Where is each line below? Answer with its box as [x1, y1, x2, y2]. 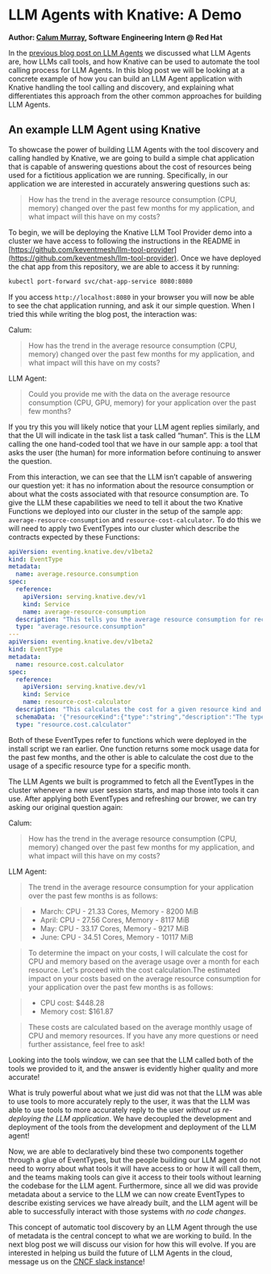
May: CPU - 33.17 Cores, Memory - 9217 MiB [40, 923, 190, 933]
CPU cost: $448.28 [40, 998, 105, 1007]
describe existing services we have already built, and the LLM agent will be [8, 1198, 258, 1208]
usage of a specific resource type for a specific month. [8, 761, 191, 770]
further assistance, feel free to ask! [27, 1039, 145, 1048]
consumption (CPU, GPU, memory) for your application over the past [27, 398, 256, 407]
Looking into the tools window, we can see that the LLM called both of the [8, 1055, 254, 1065]
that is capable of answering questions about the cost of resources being [8, 162, 252, 171]
